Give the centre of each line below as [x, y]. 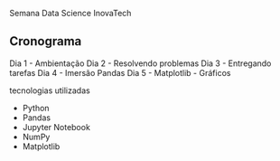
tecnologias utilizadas [50, 90]
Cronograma [46, 41]
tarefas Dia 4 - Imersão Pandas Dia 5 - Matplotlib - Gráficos [120, 72]
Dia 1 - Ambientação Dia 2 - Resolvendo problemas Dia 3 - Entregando [140, 63]
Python [36, 108]
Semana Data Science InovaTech [70, 13]
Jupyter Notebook [56, 127]
